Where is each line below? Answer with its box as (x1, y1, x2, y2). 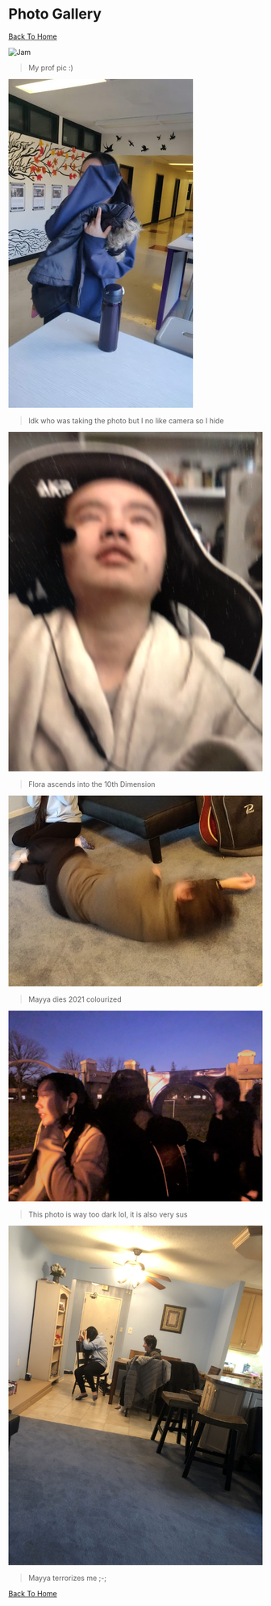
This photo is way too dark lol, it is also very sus (27, 1209, 188, 1219)
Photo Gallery (8, 5, 102, 23)
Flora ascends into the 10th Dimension (27, 779, 156, 788)
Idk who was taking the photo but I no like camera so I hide (27, 415, 224, 425)
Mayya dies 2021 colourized (27, 994, 123, 1004)
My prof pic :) (27, 62, 74, 73)
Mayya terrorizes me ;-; (27, 1573, 107, 1583)
